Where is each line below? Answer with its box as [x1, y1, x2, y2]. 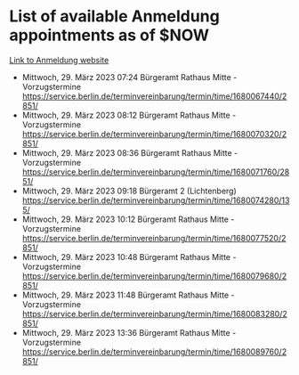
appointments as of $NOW [9, 25, 210, 45]
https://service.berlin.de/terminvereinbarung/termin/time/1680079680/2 [21, 270, 287, 281]
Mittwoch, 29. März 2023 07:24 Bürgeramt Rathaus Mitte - [21, 71, 238, 82]
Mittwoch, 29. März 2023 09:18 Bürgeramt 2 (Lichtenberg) [21, 185, 238, 196]
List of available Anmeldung [9, 6, 220, 27]
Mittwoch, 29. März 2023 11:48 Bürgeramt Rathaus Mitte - [21, 289, 235, 300]
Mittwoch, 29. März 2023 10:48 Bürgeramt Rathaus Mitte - [21, 251, 237, 262]
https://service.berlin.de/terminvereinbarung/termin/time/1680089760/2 [21, 346, 287, 357]
